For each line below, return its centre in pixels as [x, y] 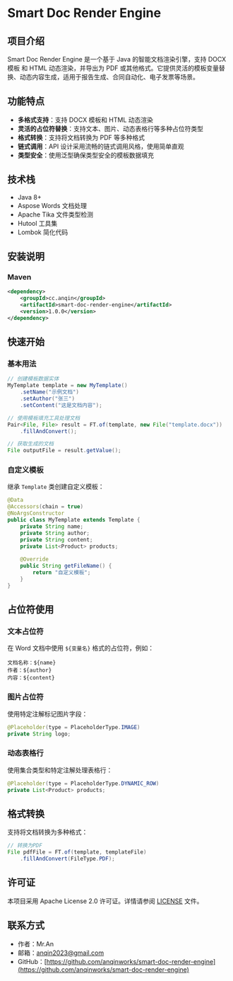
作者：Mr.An [36, 943]
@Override [35, 560]
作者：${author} [30, 670]
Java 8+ [29, 197]
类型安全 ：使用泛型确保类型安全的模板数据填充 [85, 155]
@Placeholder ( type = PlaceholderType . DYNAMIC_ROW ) [83, 784]
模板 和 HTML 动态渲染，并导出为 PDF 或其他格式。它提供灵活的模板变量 [113, 68]
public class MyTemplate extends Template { [74, 520]
